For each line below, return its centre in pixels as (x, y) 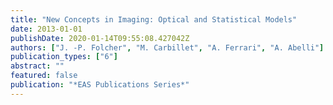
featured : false (44, 76)
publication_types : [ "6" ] (64, 57)
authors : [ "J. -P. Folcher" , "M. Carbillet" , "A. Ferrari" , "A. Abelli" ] (167, 47)
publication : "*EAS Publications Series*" (100, 85)
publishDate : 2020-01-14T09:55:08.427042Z (100, 38)
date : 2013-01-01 (46, 29)
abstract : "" (37, 66)
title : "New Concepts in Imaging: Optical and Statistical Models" (154, 19)
